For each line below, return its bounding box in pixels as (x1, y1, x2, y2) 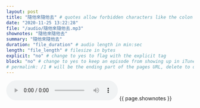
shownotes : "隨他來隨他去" (6, 31, 68, 37)
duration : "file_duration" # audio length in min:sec (6, 42, 143, 48)
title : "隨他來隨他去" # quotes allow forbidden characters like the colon (6, 14, 193, 20)
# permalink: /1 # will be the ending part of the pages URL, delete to (6, 63, 190, 70)
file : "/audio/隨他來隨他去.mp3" (6, 25, 84, 31)
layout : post (6, 8, 39, 15)
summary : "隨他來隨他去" (6, 36, 62, 42)
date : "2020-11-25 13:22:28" (6, 20, 79, 26)
